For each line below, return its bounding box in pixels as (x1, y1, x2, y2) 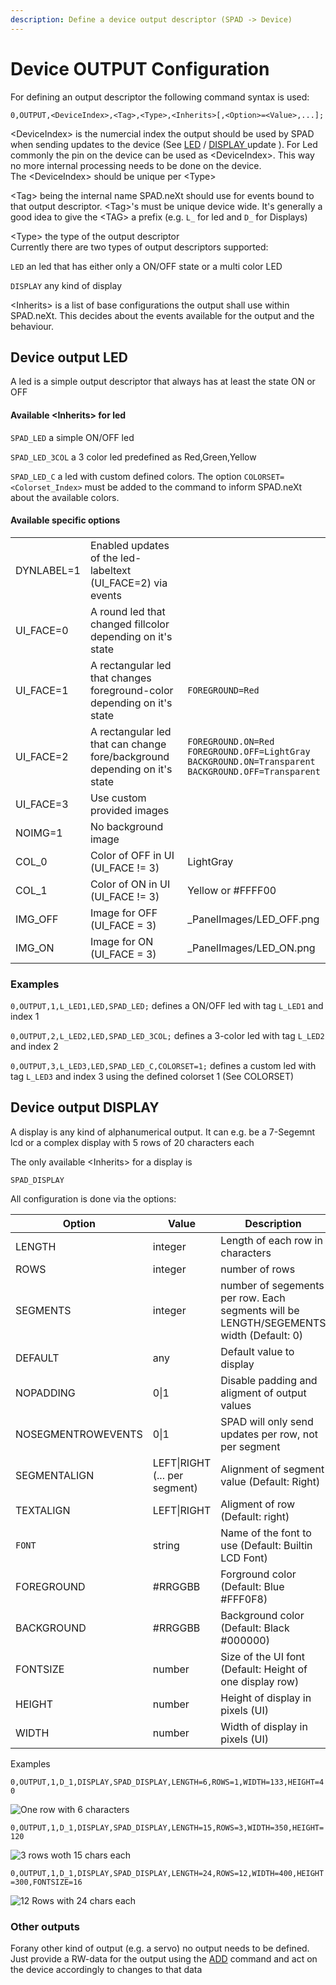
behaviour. (10, 320, 55, 332)
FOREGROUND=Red (187, 684, 260, 696)
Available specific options (10, 514, 121, 526)
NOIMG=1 (15, 826, 63, 840)
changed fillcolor (89, 617, 170, 631)
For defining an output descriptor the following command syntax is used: (10, 91, 310, 103)
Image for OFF (89, 906, 158, 920)
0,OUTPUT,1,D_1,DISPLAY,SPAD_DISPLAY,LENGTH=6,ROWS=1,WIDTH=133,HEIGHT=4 (10, 1777, 325, 1787)
